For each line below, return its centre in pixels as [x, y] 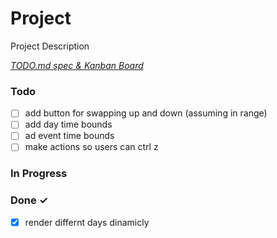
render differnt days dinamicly [87, 222]
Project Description [50, 46]
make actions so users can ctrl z [91, 147]
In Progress [39, 174]
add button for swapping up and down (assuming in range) [146, 113]
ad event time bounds [69, 136]
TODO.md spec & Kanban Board [77, 65]
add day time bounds [68, 124]
